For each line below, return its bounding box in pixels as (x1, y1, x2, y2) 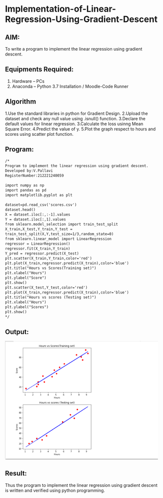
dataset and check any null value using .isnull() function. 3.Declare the (5, 115, 146, 121)
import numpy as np (5, 183, 45, 188)
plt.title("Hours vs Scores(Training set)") (5, 266, 97, 271)
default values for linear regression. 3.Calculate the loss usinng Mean (5, 121, 144, 127)
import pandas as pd (5, 188, 47, 193)
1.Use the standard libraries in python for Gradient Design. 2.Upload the (5, 111, 148, 116)
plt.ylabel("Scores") (5, 305, 49, 310)
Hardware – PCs (12, 78, 45, 84)
